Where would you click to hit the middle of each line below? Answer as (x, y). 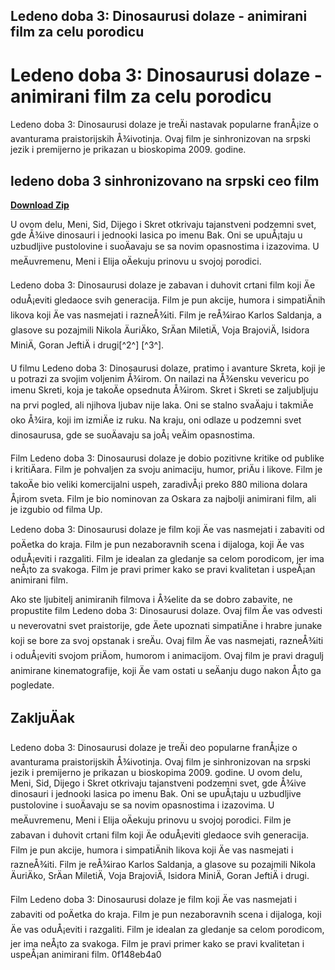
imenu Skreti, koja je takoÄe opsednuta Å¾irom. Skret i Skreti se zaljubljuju (164, 390)
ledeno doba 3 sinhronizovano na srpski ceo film (165, 180)
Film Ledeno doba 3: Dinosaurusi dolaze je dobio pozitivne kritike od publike (167, 458)
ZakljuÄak (42, 717)
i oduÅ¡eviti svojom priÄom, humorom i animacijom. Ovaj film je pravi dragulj (167, 656)
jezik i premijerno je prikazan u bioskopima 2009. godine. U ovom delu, (156, 772)
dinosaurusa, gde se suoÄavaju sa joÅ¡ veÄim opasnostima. (133, 435)
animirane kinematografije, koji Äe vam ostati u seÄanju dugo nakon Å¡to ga (166, 671)
